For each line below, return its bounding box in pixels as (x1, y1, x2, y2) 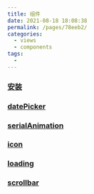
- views (14, 37, 37, 44)
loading (7, 158, 34, 168)
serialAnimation (7, 121, 64, 131)
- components (14, 44, 53, 51)
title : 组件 (7, 10, 41, 18)
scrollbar (7, 178, 39, 188)
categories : (7, 30, 43, 38)
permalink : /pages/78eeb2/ (7, 24, 88, 31)
